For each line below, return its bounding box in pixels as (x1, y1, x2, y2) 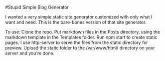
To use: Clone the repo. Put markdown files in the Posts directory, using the (5, 29, 161, 34)
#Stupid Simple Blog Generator (5, 4, 69, 10)
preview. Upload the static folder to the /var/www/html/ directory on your (5, 45, 156, 50)
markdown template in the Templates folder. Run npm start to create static (5, 34, 158, 40)
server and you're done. (5, 50, 55, 56)
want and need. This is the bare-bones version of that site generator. (5, 19, 147, 25)
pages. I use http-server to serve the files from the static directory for (5, 39, 148, 45)
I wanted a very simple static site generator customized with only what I (5, 14, 153, 19)
